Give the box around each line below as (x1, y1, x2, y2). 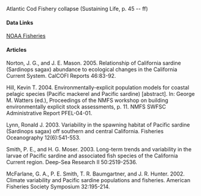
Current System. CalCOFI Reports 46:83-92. (6, 72, 116, 80)
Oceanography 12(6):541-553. (6, 134, 81, 141)
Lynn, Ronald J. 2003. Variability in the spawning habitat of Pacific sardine (6, 121, 190, 128)
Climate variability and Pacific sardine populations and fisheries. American (6, 177, 191, 184)
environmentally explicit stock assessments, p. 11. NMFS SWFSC (6, 103, 167, 110)
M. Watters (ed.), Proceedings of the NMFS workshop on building (6, 96, 169, 104)
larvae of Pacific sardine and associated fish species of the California (6, 152, 179, 159)
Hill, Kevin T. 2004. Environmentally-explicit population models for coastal (6, 84, 190, 91)
